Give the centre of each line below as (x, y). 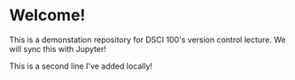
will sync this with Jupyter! (58, 48)
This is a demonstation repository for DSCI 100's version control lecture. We (147, 40)
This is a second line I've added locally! (81, 66)
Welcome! (47, 15)
